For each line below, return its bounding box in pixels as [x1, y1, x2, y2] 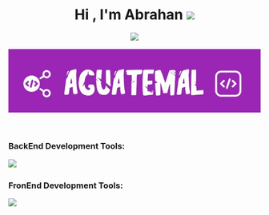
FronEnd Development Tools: [8, 180, 123, 191]
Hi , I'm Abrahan [74, 6, 184, 24]
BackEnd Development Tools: [8, 141, 126, 152]
